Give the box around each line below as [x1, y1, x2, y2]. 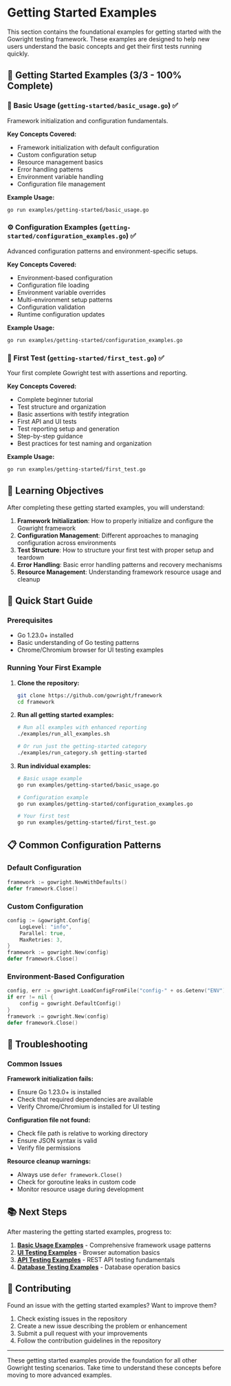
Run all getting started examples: [16, 711, 114, 719]
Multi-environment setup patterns [16, 295, 113, 303]
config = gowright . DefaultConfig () [19, 1000, 122, 1007]
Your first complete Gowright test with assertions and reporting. [7, 368, 188, 376]
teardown [16, 553, 45, 562]
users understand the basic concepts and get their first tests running [7, 42, 202, 50]
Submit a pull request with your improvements [16, 1329, 148, 1337]
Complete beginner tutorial [16, 395, 93, 403]
